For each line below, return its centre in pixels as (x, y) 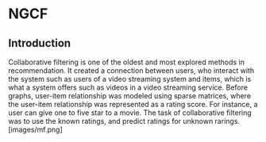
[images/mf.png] (36, 129)
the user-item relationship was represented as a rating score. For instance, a (133, 104)
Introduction (40, 43)
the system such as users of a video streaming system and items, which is (130, 79)
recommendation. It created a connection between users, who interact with (131, 71)
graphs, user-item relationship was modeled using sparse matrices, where (130, 96)
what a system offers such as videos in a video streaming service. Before (128, 87)
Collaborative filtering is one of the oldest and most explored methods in (126, 62)
